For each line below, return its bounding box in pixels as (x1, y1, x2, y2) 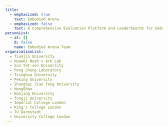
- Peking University (9, 77, 52, 82)
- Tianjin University (9, 53, 55, 59)
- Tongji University (9, 95, 52, 100)
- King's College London (9, 105, 61, 110)
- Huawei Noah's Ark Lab (9, 58, 61, 63)
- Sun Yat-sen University (9, 63, 64, 68)
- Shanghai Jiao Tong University (9, 81, 79, 86)
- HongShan (9, 86, 32, 91)
